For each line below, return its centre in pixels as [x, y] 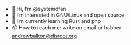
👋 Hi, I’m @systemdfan [39, 9]
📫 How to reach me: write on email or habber [66, 28]
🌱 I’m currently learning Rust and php [56, 21]
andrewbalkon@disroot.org [44, 36]
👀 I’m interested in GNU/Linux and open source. [69, 15]
